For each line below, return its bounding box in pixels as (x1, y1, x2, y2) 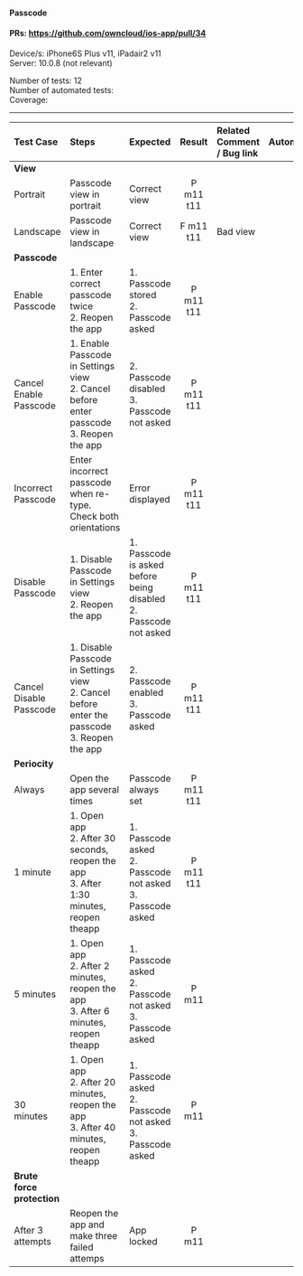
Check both (69, 510, 119, 522)
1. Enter (69, 266, 104, 278)
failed (69, 1241, 94, 1253)
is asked (129, 558, 165, 571)
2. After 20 (69, 1075, 115, 1088)
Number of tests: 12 (9, 75, 83, 86)
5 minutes (14, 988, 57, 1000)
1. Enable (69, 337, 110, 350)
